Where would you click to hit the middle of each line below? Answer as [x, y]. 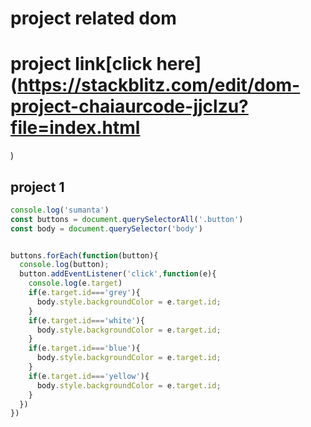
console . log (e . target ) [75, 283]
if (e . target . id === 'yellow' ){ [89, 376]
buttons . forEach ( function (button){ [84, 255]
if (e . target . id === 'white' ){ [86, 320]
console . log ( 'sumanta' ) [60, 210]
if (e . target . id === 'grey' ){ [84, 293]
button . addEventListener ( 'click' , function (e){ [118, 274]
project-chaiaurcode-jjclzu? [129, 106]
